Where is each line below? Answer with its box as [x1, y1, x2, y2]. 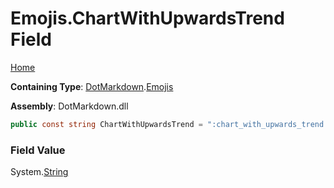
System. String [10, 166, 69, 178]
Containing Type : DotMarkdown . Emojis [10, 80, 174, 92]
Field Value [10, 143, 66, 157]
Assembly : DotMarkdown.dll [10, 100, 129, 112]
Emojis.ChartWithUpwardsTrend [10, 7, 285, 30]
